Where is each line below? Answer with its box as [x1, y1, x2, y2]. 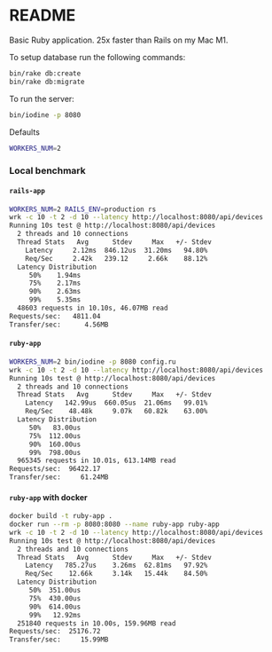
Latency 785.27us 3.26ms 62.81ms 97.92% [25, 561, 208, 570]
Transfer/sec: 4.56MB [9, 320, 109, 329]
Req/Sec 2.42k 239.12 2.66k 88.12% [25, 254, 208, 263]
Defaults [9, 126, 40, 137]
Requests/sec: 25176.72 [9, 627, 101, 636]
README [9, 5, 76, 26]
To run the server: [9, 93, 75, 104]
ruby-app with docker [9, 491, 88, 502]
